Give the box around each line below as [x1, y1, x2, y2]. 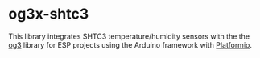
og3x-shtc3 [8, 5, 89, 23]
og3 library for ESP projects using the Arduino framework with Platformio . [8, 39, 252, 49]
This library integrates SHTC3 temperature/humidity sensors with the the [8, 31, 250, 41]
